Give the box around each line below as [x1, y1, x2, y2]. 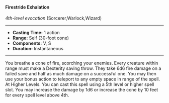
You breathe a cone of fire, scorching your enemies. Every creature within [5, 60, 158, 66]
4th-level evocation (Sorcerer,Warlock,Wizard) [5, 15, 102, 21]
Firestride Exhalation [5, 4, 50, 10]
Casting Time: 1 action [12, 30, 60, 36]
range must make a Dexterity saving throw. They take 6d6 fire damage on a [5, 65, 161, 71]
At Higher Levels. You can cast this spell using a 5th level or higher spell [5, 81, 154, 87]
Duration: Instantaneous [12, 46, 64, 52]
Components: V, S [12, 40, 51, 46]
